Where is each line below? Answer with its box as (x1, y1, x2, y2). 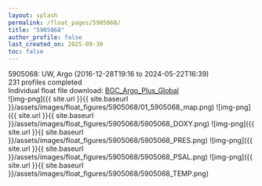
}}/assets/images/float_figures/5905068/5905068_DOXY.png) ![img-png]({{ (8, 119, 255, 128)
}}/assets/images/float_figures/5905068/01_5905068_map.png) (8, 102, 215, 112)
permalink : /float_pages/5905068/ (8, 19, 122, 27)
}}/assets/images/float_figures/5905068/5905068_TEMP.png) (8, 169, 209, 178)
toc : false (8, 48, 44, 55)
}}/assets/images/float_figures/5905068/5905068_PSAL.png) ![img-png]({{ (8, 152, 253, 161)
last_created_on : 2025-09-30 (8, 41, 104, 48)
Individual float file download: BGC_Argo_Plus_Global (8, 86, 179, 95)
